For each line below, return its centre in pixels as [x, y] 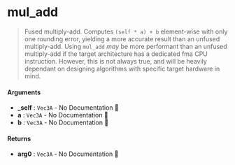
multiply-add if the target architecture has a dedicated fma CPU [116, 54]
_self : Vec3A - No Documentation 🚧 [68, 108]
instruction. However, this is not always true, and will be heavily [116, 61]
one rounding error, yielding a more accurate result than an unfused [122, 38]
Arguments [24, 92]
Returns [19, 138]
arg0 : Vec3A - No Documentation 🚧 [68, 154]
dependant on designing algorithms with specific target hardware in [122, 69]
